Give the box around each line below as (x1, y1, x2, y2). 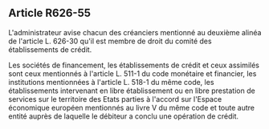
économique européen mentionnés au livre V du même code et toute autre (8, 103, 255, 112)
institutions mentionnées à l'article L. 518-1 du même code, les (8, 77, 214, 87)
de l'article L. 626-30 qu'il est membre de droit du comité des (8, 36, 212, 46)
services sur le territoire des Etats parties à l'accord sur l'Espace (8, 94, 222, 103)
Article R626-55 (8, 6, 91, 20)
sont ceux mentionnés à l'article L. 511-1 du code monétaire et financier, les (8, 68, 257, 79)
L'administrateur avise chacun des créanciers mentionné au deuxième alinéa (8, 27, 262, 37)
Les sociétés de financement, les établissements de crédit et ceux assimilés (8, 60, 259, 70)
